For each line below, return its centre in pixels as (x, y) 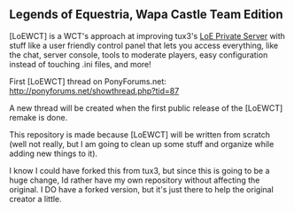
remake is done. (39, 117)
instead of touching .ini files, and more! (81, 64)
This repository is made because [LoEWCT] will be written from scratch (140, 134)
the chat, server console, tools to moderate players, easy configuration (139, 55)
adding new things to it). (54, 153)
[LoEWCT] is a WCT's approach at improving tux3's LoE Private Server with (147, 35)
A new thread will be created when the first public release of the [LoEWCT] (146, 108)
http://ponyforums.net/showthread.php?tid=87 (94, 90)
